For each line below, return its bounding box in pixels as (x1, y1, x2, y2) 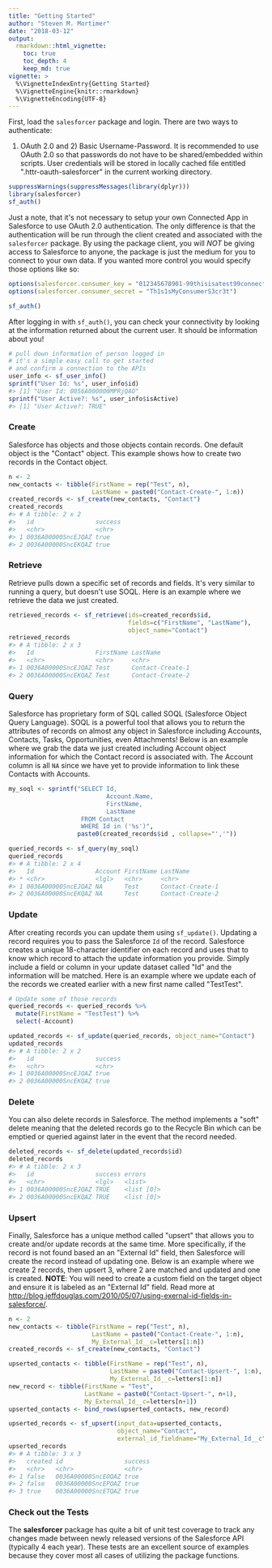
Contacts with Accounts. (8, 769, 91, 779)
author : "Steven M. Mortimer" (8, 19, 111, 28)
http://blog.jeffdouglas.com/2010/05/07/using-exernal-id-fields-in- (8, 1290, 232, 1301)
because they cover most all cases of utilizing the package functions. (8, 1551, 240, 1561)
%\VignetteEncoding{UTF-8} (15, 95, 107, 103)
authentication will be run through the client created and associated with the (8, 229, 263, 239)
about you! (8, 334, 45, 344)
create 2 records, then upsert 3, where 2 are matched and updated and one (8, 1265, 261, 1275)
